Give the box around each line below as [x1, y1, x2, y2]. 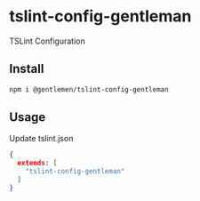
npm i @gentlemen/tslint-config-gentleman [9, 84, 169, 94]
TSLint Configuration [9, 36, 86, 46]
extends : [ [17, 158, 58, 168]
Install [9, 61, 44, 76]
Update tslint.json [9, 133, 74, 144]
